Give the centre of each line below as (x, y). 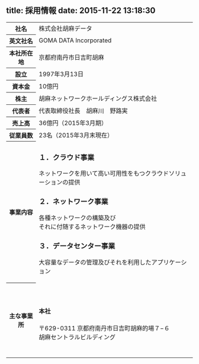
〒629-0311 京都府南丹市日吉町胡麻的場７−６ (104, 328)
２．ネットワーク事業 (73, 202)
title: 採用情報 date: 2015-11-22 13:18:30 (81, 11)
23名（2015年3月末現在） (76, 135)
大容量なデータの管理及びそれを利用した (95, 263)
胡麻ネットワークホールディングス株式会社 (98, 98)
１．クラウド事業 (67, 157)
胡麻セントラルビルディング (77, 337)
